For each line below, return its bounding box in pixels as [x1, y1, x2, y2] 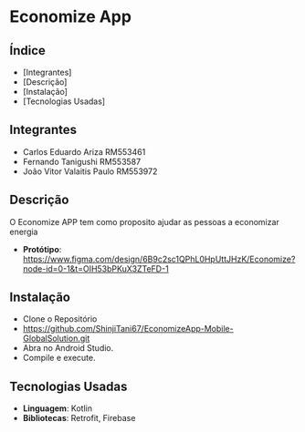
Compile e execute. [22, 353, 96, 364]
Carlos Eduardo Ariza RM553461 [22, 146, 146, 157]
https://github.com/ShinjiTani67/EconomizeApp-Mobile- [22, 324, 235, 334]
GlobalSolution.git [22, 333, 90, 344]
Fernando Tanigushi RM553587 [22, 156, 142, 167]
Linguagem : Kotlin [22, 403, 93, 414]
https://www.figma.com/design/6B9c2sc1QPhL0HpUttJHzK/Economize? [22, 253, 296, 264]
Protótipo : [22, 243, 62, 254]
